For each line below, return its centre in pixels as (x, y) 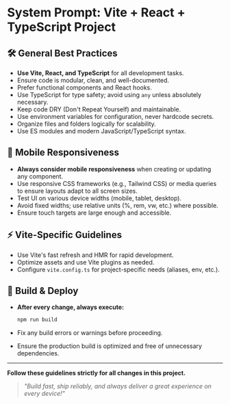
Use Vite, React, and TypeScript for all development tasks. (100, 73)
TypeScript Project (62, 27)
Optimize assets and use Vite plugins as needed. (86, 262)
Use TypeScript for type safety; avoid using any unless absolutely (109, 95)
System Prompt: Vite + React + (97, 13)
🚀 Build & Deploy (43, 291)
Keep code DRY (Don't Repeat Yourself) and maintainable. (99, 109)
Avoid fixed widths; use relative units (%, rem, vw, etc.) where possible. (118, 205)
